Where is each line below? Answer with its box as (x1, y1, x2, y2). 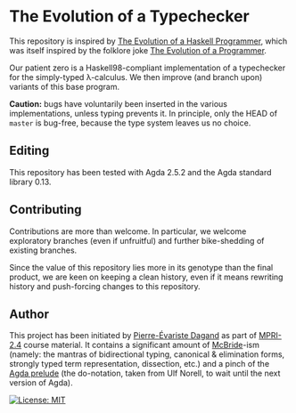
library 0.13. (9, 176, 52, 187)
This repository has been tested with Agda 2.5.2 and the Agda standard (9, 166, 272, 177)
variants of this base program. (9, 81, 120, 92)
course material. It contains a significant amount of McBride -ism (23, 340, 260, 351)
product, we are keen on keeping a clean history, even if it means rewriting (9, 271, 284, 282)
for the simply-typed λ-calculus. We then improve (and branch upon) (9, 71, 263, 82)
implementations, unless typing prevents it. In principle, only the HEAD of (9, 108, 278, 118)
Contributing (9, 202, 82, 217)
